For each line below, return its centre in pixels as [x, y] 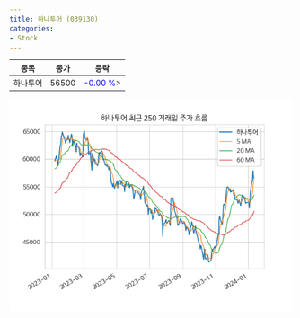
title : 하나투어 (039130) [54, 19]
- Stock [24, 38]
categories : [31, 28]
